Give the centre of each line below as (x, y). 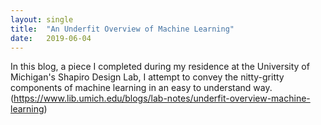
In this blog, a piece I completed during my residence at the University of (160, 67)
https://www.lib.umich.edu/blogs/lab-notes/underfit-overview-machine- (162, 98)
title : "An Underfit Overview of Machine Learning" (122, 29)
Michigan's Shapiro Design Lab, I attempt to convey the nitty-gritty (147, 77)
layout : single (42, 19)
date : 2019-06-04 (51, 38)
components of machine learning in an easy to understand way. (141, 88)
